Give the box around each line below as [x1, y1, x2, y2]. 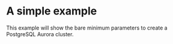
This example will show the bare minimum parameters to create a [6, 24, 168, 31]
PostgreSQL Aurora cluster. [6, 30, 74, 37]
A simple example [6, 4, 97, 18]
